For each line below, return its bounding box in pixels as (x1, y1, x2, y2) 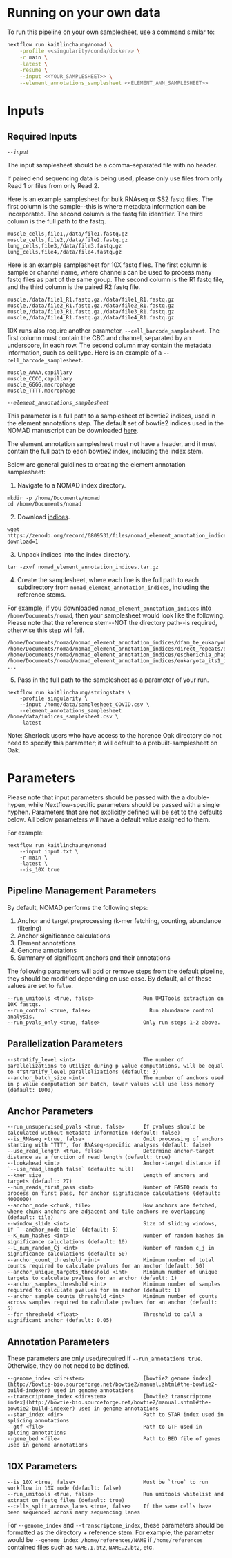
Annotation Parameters (7, 1336, 110, 1348)
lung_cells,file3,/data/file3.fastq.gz (7, 243, 122, 250)
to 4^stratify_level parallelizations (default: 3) (7, 1068, 159, 1075)
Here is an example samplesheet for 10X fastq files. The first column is (7, 261, 208, 269)
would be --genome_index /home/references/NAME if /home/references (7, 1536, 204, 1544)
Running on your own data (7, 5, 161, 21)
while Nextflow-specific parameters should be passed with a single (28, 801, 220, 808)
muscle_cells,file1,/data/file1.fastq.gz (7, 230, 128, 238)
